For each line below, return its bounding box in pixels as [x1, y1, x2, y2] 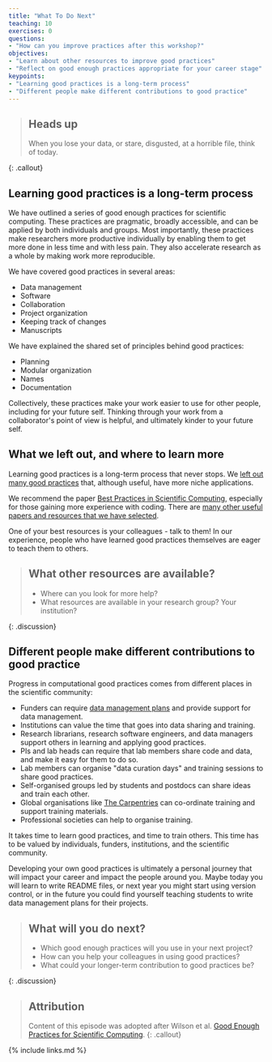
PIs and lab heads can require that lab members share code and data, [19, 746, 253, 756]
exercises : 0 [8, 27, 53, 35]
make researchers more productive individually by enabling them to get [8, 234, 246, 243]
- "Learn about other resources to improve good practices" [8, 58, 216, 66]
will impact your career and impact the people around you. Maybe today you [8, 872, 263, 882]
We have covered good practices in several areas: [8, 267, 176, 276]
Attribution [28, 1000, 85, 1013]
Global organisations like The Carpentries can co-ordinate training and [19, 798, 256, 808]
